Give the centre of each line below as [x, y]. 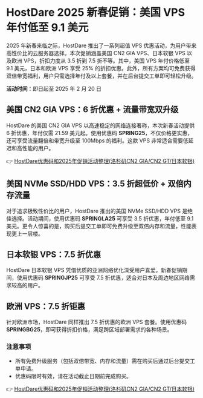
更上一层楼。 [27, 233]
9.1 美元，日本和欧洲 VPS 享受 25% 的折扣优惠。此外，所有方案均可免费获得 [101, 68]
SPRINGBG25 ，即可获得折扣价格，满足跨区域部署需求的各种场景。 [89, 330]
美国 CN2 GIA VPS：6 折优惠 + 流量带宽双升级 [92, 110]
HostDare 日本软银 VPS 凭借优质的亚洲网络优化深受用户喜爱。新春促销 [94, 270]
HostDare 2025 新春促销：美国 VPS [96, 12]
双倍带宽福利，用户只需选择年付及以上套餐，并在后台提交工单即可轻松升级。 [101, 76]
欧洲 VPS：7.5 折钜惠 [46, 306]
